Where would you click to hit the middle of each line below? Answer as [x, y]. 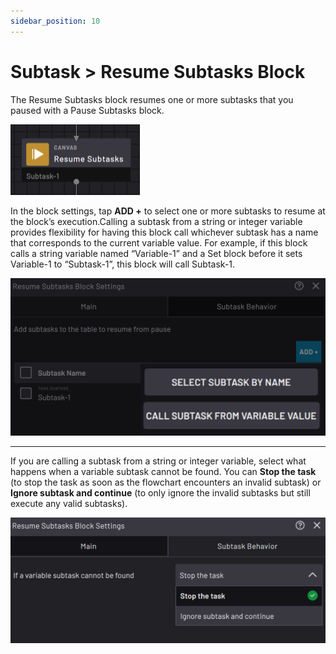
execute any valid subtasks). [69, 504]
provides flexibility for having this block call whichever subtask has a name [164, 232]
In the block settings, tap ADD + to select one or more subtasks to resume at [168, 211]
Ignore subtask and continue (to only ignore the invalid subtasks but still [160, 493]
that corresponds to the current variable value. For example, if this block [159, 242]
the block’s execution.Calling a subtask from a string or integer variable [156, 221]
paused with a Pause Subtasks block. [87, 110]
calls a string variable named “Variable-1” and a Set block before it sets [156, 253]
